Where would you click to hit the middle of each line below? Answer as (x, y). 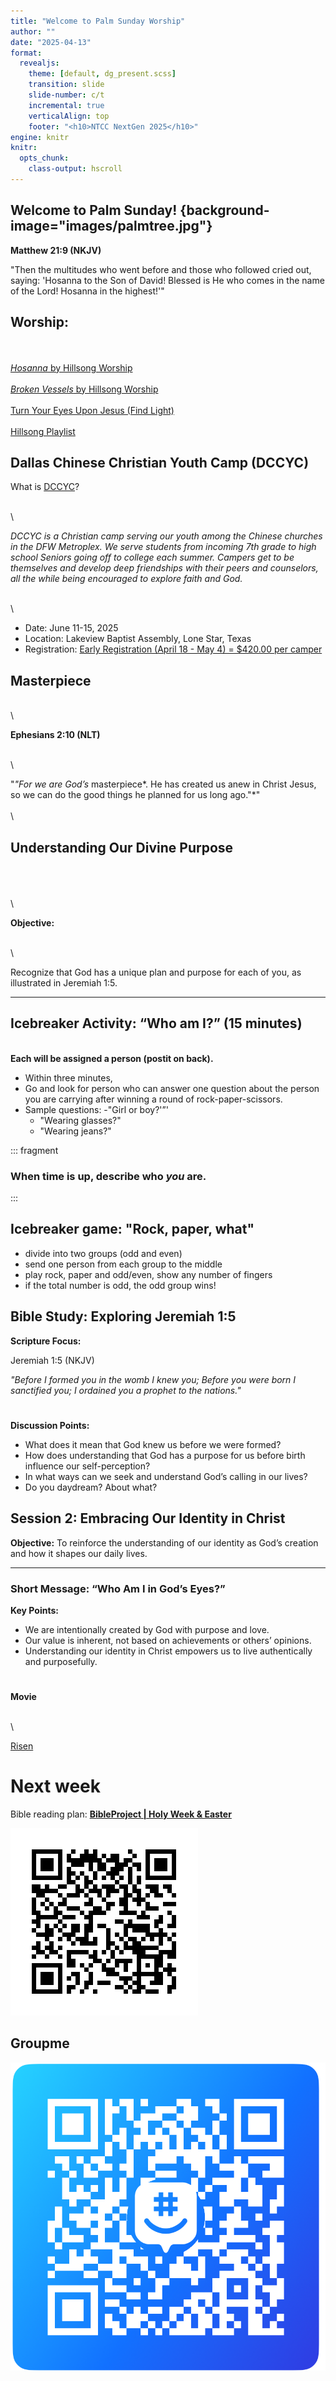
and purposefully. (61, 1661)
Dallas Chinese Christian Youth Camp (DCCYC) (160, 462)
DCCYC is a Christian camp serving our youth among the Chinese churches (166, 536)
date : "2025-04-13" (51, 42)
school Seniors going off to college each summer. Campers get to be (152, 557)
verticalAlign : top (69, 116)
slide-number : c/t (66, 95)
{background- (224, 210)
